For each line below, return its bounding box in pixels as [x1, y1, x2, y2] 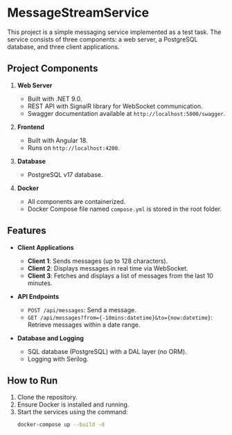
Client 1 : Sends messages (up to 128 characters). [27, 257, 168, 265]
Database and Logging [17, 334, 84, 342]
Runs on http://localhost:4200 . [27, 144, 120, 152]
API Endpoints [17, 292, 60, 300]
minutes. [27, 279, 53, 287]
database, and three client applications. [7, 42, 120, 51]
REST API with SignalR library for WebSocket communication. [27, 102, 203, 110]
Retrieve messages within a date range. [27, 321, 141, 329]
